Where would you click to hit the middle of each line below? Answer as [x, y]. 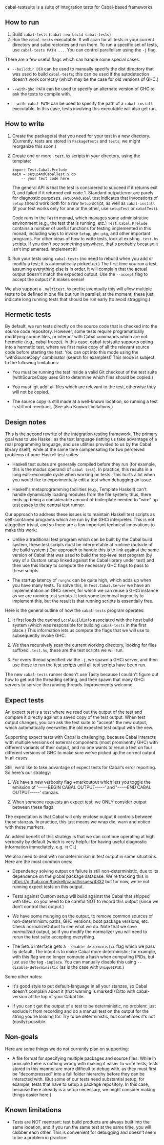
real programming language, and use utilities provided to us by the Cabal [78, 444]
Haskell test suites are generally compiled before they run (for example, [84, 464]
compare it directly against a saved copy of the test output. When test [75, 717]
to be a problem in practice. [40, 1137]
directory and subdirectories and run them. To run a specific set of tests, [85, 45]
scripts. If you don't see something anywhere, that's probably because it [85, 244]
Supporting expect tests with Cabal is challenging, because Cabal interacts [81, 737]
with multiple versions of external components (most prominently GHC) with [82, 742]
